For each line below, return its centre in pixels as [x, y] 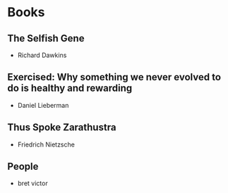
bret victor [32, 183]
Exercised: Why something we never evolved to [114, 77]
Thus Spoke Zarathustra [62, 127]
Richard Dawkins [42, 55]
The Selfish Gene [46, 38]
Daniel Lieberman [43, 105]
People [23, 167]
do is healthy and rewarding [70, 88]
